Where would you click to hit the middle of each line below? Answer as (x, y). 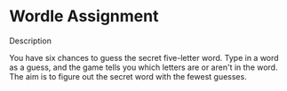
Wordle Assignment (84, 16)
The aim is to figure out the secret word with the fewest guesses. (128, 76)
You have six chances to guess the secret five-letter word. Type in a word (144, 57)
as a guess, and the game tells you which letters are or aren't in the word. (143, 67)
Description (30, 41)
